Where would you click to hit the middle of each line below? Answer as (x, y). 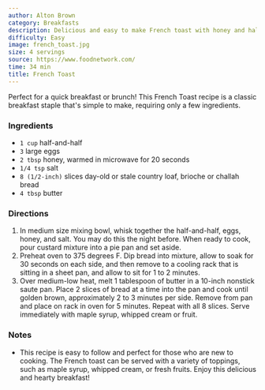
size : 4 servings (37, 52)
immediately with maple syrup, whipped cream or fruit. (108, 315)
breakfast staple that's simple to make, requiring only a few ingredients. (125, 105)
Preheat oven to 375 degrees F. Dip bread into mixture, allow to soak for (136, 256)
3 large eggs (40, 151)
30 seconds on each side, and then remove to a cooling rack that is (129, 264)
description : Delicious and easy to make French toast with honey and (127, 30)
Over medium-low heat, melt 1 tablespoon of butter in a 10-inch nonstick (137, 281)
